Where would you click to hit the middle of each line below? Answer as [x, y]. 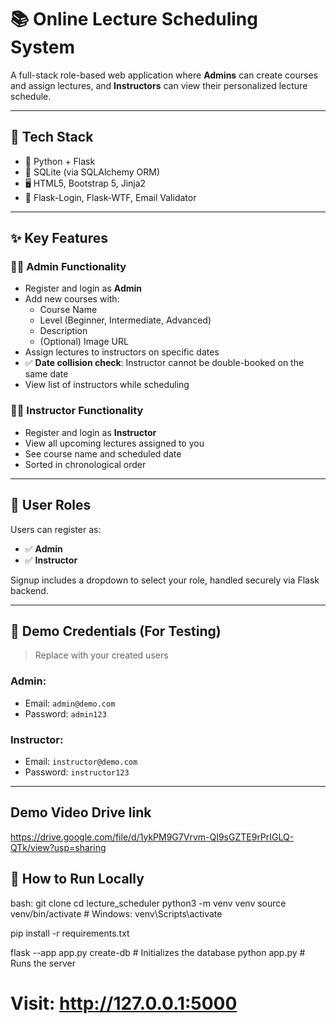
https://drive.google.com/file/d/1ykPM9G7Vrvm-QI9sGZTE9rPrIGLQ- [152, 837]
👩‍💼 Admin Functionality [68, 267]
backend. [29, 590]
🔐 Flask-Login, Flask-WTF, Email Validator [110, 197]
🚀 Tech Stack [52, 137]
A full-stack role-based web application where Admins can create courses [164, 75]
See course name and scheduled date [103, 453]
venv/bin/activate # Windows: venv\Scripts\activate [116, 913]
